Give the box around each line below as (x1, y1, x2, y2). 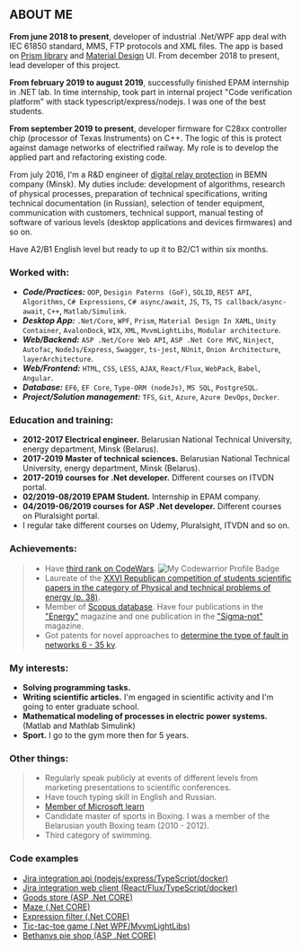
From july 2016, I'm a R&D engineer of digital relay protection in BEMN (9, 169, 268, 180)
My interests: (9, 662, 69, 674)
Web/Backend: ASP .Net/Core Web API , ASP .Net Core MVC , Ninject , (22, 334, 274, 345)
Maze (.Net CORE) (22, 902, 91, 912)
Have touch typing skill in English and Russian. (44, 792, 217, 803)
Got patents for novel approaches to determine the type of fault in (44, 629, 289, 640)
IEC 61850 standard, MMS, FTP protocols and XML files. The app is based (9, 40, 283, 51)
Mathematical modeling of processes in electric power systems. (22, 711, 268, 721)
